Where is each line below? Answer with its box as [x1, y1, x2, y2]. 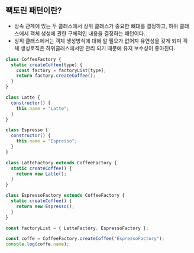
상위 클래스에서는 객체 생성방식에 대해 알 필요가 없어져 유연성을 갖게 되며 [14, 37, 182, 44]
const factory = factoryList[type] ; [16, 67, 107, 73]
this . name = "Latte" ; [16, 105, 69, 111]
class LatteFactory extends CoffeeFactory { [5, 160, 117, 166]
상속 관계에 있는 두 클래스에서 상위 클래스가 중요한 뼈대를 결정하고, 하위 [14, 22, 179, 30]
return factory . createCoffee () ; [16, 73, 96, 79]
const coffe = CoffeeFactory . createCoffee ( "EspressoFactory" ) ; [5, 236, 165, 242]
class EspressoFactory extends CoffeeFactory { [5, 193, 125, 199]
